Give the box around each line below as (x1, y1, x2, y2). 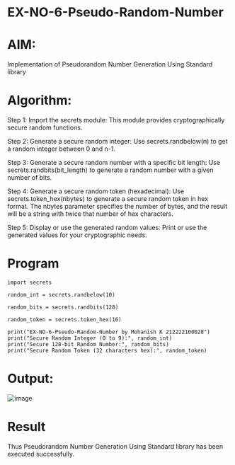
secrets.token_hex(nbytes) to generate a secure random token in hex (7, 195, 209, 203)
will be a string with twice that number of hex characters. (7, 209, 173, 218)
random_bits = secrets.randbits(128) (7, 304, 119, 311)
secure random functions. (7, 123, 83, 132)
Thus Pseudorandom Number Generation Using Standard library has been (7, 442, 224, 450)
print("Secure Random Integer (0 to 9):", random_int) (7, 335, 173, 342)
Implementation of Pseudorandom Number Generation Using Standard (7, 60, 213, 69)
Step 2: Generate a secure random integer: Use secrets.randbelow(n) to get (7, 137, 228, 146)
